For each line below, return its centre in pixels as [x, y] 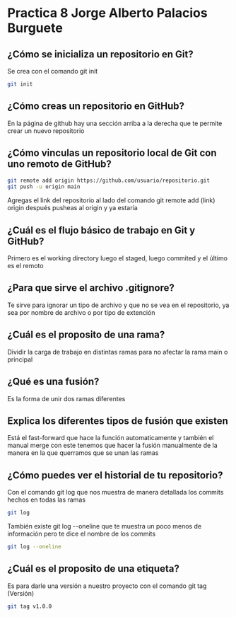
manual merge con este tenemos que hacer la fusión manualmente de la [112, 445]
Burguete [35, 28]
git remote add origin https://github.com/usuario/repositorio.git [109, 180]
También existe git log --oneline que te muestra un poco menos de [105, 526]
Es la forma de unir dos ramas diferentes [66, 398]
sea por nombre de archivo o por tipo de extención [81, 312]
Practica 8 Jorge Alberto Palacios [107, 13]
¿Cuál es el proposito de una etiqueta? [94, 569]
